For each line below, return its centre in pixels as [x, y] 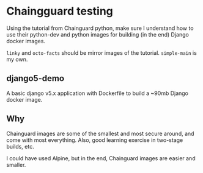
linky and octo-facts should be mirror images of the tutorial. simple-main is [102, 52]
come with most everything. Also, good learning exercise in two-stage [95, 140]
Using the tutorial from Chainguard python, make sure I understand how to [100, 28]
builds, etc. [20, 146]
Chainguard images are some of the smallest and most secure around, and [100, 133]
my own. [17, 59]
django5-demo [35, 78]
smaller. [16, 164]
